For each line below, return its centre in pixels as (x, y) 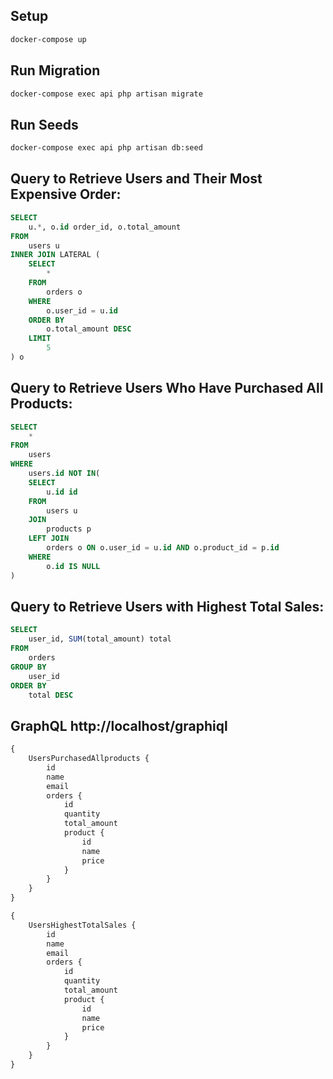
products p (69, 529)
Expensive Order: (66, 194)
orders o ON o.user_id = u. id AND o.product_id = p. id (163, 548)
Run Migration (55, 70)
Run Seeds (44, 124)
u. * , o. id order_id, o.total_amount (105, 227)
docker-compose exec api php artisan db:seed (106, 148)
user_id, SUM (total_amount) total (100, 639)
